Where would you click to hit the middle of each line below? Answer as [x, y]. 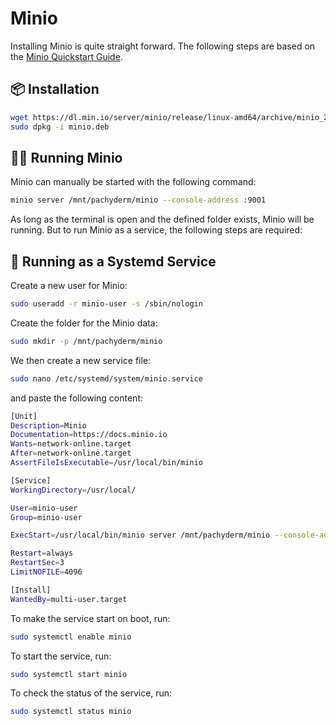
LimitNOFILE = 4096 [46, 572]
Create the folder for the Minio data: [84, 323]
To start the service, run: [61, 656]
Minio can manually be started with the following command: [133, 182]
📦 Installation [55, 89]
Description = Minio [48, 425]
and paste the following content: [76, 398]
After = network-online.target [71, 453]
